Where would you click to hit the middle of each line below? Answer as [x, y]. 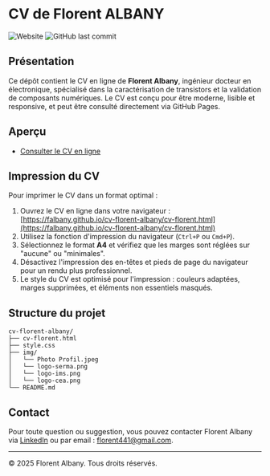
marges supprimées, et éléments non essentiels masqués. [116, 288]
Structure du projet [57, 313]
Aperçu [27, 132]
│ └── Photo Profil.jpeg [53, 360]
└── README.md [32, 388]
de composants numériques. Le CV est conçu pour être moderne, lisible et [132, 98]
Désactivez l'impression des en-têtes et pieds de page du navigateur [134, 262]
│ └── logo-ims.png [45, 374]
